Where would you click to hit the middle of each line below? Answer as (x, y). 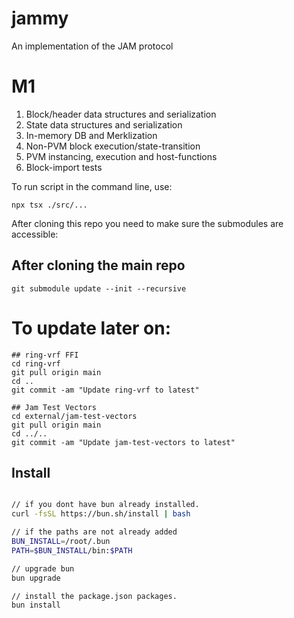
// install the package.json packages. (94, 596)
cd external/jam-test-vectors (74, 416)
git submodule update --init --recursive (99, 288)
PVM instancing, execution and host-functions (121, 156)
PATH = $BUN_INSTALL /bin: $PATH (72, 550)
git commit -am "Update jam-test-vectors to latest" (123, 442)
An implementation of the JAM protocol (92, 46)
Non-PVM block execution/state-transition (113, 146)
